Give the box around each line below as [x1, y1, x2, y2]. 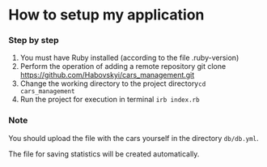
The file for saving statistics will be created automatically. [8, 148, 200, 159]
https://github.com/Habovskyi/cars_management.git [19, 71, 195, 80]
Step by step [8, 35, 59, 46]
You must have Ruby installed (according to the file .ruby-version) [19, 53, 239, 62]
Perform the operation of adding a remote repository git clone [19, 62, 227, 71]
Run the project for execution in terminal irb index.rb [19, 95, 200, 105]
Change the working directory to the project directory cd [19, 79, 206, 88]
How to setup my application [8, 6, 205, 24]
